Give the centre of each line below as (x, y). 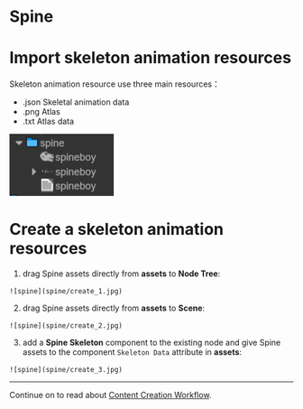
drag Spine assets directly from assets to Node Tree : (121, 274)
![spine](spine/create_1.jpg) (66, 292)
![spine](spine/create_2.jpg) (66, 326)
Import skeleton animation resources (150, 58)
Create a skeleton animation (116, 230)
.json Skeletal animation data (76, 102)
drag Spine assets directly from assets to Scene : (114, 308)
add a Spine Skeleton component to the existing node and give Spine (151, 343)
